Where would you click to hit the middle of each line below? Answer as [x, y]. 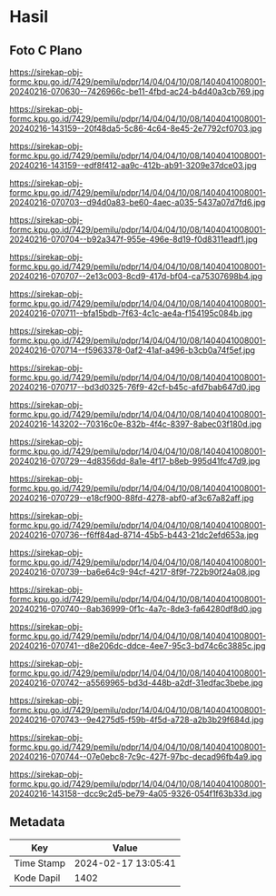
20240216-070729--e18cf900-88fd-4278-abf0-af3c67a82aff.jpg [132, 498]
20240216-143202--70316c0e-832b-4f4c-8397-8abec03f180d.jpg [135, 424]
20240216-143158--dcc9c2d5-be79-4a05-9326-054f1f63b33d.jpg [136, 794]
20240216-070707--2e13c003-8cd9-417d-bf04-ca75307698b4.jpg [136, 276]
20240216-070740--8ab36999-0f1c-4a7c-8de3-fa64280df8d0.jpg [136, 609]
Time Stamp [40, 863]
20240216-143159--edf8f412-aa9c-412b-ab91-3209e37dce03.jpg [133, 165]
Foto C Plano [46, 50]
